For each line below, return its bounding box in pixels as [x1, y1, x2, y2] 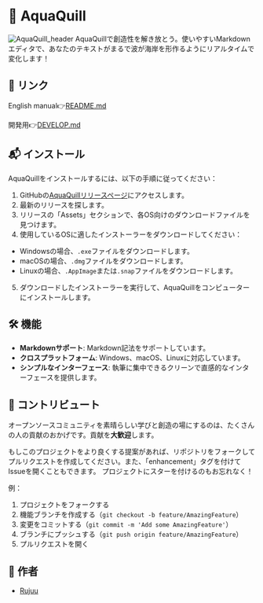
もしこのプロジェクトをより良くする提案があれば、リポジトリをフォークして [8, 447, 256, 457]
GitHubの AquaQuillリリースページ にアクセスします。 [19, 190, 188, 200]
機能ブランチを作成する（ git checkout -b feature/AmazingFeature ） [19, 510, 243, 520]
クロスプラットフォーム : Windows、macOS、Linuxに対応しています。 [19, 353, 245, 362]
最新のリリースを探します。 [19, 200, 108, 209]
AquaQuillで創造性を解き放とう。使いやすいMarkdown [75, 34, 251, 43]
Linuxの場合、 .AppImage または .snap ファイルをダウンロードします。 [19, 266, 238, 275]
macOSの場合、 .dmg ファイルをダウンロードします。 [19, 256, 188, 266]
